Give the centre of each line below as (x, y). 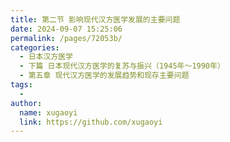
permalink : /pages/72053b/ (66, 38)
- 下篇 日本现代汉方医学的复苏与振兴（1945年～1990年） (122, 66)
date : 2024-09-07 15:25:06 (66, 29)
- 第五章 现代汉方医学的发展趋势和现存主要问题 (104, 76)
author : (26, 103)
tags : (21, 85)
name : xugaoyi (48, 112)
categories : (35, 47)
